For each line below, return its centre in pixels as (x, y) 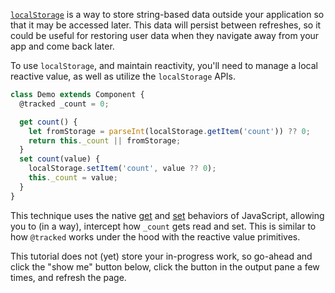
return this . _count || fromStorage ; (105, 140)
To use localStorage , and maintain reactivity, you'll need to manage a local (164, 65)
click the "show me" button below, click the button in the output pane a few (165, 266)
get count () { (48, 122)
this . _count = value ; (73, 178)
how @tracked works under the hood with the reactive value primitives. (155, 236)
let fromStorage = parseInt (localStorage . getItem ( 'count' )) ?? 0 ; (169, 131)
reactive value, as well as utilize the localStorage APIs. (123, 76)
